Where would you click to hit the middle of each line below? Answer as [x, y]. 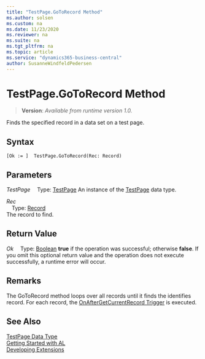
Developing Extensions [35, 349]
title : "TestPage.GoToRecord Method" [55, 12]
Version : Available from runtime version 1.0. [77, 110]
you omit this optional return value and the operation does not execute [95, 255]
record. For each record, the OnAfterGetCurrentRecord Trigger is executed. [102, 302]
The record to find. [30, 215]
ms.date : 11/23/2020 [33, 29]
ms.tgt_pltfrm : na [30, 47]
